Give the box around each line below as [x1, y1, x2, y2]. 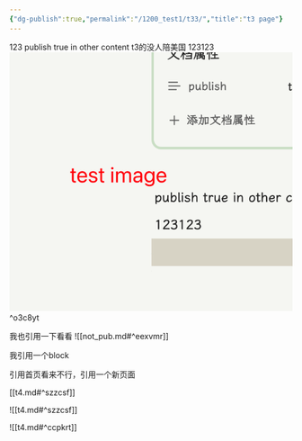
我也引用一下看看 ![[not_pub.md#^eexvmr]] [9, 330, 169, 341]
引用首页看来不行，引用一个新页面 [9, 369, 136, 380]
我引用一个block [9, 349, 70, 360]
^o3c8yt [9, 311, 40, 323]
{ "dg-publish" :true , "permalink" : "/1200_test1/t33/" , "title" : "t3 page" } [9, 14, 283, 23]
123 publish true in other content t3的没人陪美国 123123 [9, 41, 215, 52]
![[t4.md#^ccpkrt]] [9, 421, 78, 432]
